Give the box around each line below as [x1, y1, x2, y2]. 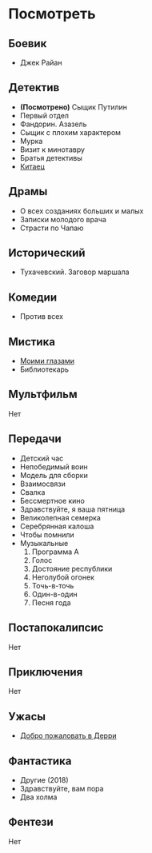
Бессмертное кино [19, 496, 86, 505]
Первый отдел [19, 110, 70, 120]
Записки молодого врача [19, 214, 106, 224]
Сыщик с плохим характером [19, 127, 122, 137]
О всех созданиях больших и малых [19, 205, 144, 216]
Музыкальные [19, 538, 69, 548]
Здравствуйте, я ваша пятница [19, 504, 126, 514]
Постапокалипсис [8, 621, 104, 635]
